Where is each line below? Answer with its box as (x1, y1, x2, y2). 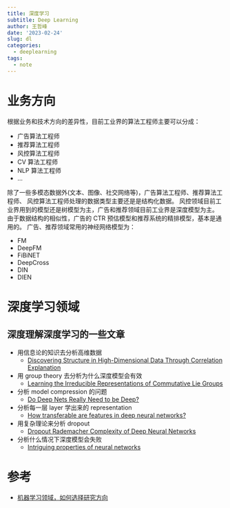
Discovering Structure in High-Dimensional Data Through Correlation (27, 356, 223, 364)
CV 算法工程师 (17, 158, 59, 166)
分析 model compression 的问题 (17, 387, 107, 396)
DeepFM (17, 244, 42, 252)
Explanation (27, 363, 61, 372)
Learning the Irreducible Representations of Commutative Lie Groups (27, 379, 224, 388)
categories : (7, 42, 41, 49)
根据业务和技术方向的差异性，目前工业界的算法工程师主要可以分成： (7, 117, 200, 125)
